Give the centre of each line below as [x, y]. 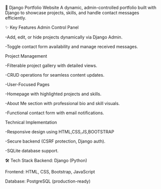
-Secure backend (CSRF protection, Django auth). [55, 141]
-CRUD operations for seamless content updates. [55, 75]
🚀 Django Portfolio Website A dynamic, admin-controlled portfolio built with [81, 8]
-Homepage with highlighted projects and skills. [53, 94]
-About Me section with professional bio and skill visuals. [62, 103]
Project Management [26, 56]
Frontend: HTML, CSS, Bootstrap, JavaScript [50, 172]
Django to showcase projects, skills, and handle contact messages [72, 13]
